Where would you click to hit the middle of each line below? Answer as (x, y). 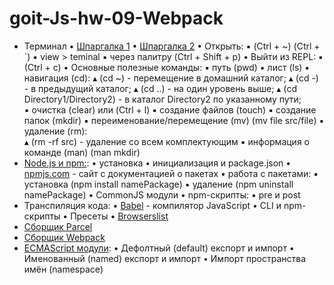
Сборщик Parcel (58, 226)
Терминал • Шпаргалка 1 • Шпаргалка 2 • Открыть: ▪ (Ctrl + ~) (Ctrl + (172, 46)
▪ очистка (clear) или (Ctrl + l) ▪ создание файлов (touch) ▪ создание (170, 109)
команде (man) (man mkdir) (82, 152)
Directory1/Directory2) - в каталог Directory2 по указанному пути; (162, 99)
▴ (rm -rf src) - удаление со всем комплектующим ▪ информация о (166, 141)
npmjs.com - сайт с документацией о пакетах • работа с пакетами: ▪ (171, 173)
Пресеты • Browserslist (119, 216)
